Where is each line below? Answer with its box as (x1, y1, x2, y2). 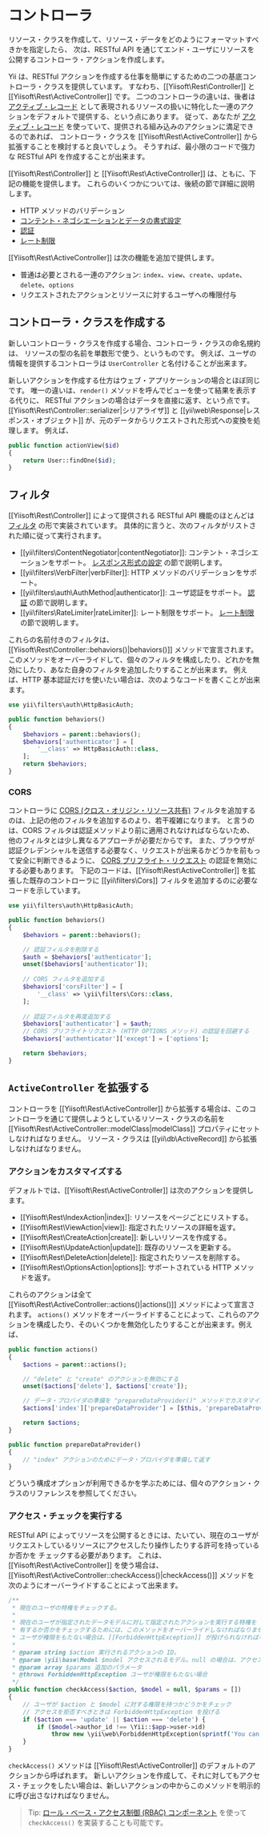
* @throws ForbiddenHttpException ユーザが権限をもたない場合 (11, 1671, 208, 1679)
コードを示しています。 (8, 886, 86, 895)
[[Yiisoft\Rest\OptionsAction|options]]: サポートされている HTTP (19, 1262, 232, 1272)
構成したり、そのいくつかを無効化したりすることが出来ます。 (35, 1319, 239, 1329)
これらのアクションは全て (8, 1290, 93, 1299)
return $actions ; (22, 1419, 81, 1427)
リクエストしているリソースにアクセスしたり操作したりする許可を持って (8, 1540, 246, 1550)
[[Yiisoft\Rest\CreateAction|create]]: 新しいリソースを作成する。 (19, 1232, 231, 1241)
